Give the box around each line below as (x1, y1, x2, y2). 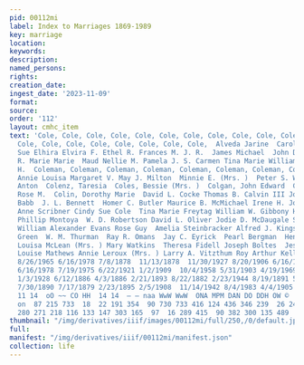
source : (9, 106, 39, 115)
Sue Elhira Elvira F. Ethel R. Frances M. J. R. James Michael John (17, 148, 290, 157)
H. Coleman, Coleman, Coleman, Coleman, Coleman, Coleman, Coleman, (17, 165, 285, 174)
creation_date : (9, 81, 67, 90)
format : (9, 97, 39, 107)
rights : (9, 72, 39, 82)
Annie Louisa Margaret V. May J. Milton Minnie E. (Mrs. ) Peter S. (17, 173, 290, 182)
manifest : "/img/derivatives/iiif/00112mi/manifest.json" (9, 333, 233, 342)
